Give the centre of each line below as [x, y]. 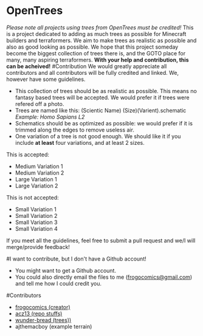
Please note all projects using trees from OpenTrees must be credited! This [100, 27]
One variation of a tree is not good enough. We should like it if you [98, 136]
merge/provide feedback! [38, 247]
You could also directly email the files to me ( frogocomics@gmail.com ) [104, 277]
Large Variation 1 [36, 179]
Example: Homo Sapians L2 [50, 117]
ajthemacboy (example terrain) [53, 326]
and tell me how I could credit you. [58, 283]
